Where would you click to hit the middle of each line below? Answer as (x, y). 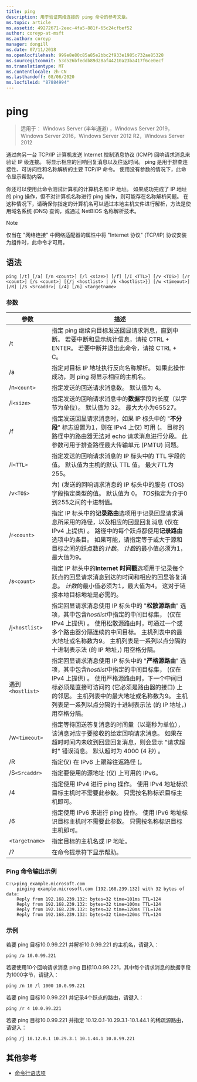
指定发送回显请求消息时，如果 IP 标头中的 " (111, 419)
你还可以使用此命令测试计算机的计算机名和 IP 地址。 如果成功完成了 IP (91, 189)
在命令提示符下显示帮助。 (87, 852)
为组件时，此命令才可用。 (37, 242)
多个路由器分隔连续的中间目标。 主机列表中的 (114, 632)
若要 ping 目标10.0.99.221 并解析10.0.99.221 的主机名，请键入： (83, 944)
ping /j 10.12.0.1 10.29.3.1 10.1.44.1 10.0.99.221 (70, 1039)
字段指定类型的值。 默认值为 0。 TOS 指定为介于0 (120, 494)
